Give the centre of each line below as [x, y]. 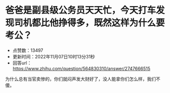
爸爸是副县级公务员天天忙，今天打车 [81, 10]
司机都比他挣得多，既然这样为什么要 [90, 23]
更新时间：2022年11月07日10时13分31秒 [54, 56]
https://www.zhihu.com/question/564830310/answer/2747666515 [81, 68]
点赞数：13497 [28, 50]
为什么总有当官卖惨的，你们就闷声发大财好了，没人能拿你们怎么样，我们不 [83, 79]
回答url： [22, 63]
